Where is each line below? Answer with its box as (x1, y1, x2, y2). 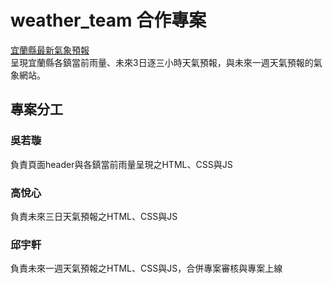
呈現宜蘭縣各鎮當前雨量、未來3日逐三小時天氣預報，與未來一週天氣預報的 (10, 56, 314, 68)
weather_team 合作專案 (10, 9, 207, 32)
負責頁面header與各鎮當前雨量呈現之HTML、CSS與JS (10, 158, 233, 170)
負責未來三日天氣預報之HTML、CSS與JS (10, 210, 178, 222)
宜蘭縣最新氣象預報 (10, 44, 90, 56)
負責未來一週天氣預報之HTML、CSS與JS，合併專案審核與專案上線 (10, 262, 283, 275)
